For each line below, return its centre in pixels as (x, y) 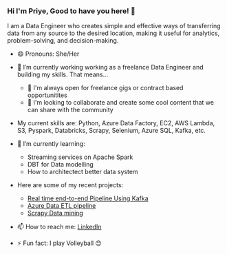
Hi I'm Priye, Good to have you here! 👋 (71, 11)
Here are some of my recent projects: (70, 185)
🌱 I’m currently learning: (51, 144)
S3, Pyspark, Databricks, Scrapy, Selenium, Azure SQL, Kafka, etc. (111, 131)
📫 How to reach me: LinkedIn (59, 227)
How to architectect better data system (83, 172)
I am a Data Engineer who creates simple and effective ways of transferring (114, 26)
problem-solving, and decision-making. (63, 41)
